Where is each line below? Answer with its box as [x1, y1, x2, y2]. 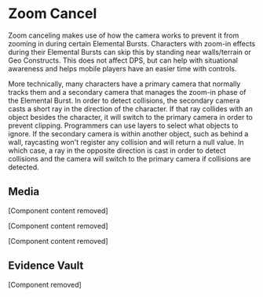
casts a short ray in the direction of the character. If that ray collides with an [8, 103, 254, 114]
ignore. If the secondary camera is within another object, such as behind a [8, 129, 249, 138]
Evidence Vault [8, 259, 84, 273]
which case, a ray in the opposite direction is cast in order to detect [8, 146, 226, 155]
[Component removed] [8, 280, 82, 289]
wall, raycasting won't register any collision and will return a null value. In [8, 137, 244, 147]
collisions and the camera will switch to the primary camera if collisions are [8, 154, 251, 163]
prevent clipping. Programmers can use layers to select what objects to [8, 121, 239, 130]
